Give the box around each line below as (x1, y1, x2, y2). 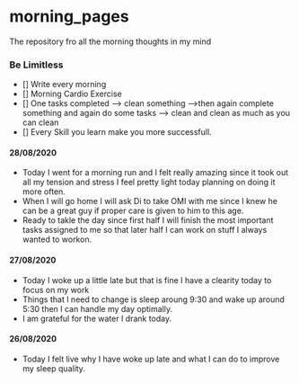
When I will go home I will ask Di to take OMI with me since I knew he (22, 196, 278, 207)
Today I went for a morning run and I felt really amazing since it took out (22, 167, 289, 178)
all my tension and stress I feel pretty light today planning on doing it (22, 177, 276, 188)
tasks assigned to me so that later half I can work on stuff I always (22, 225, 268, 236)
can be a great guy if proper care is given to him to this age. (22, 205, 244, 217)
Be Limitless (9, 58, 65, 71)
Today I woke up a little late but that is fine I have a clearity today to (22, 274, 272, 285)
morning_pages (9, 6, 129, 27)
